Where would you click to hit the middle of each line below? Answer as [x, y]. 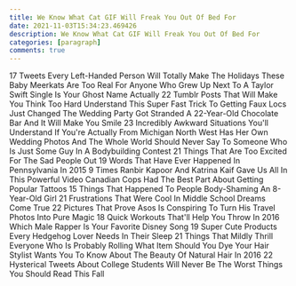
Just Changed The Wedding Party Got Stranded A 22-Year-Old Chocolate [144, 114]
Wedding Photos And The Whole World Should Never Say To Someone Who [148, 142]
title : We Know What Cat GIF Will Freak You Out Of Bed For [123, 17]
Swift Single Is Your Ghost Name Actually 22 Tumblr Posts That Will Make [144, 95]
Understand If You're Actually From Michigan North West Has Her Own [139, 132]
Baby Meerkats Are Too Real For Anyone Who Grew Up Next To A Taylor [141, 85]
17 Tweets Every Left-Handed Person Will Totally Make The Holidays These [147, 75]
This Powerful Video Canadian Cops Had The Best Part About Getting [136, 179]
